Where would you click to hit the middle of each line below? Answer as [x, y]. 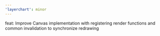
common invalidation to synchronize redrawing [52, 28]
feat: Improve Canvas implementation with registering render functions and [80, 23]
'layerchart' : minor [26, 9]
